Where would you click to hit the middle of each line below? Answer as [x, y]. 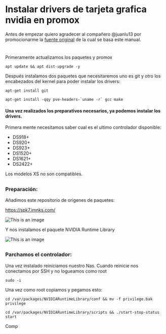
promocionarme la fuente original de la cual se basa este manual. [73, 40]
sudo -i [13, 280]
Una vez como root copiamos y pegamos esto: [54, 289]
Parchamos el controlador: [39, 254]
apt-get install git [27, 91]
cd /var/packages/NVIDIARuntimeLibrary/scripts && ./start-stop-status [82, 312]
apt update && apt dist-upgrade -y [43, 67]
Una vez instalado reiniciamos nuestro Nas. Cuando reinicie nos [72, 266]
